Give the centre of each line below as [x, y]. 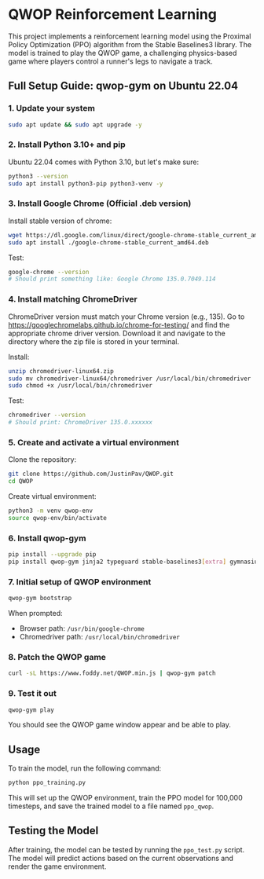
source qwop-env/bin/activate [58, 518]
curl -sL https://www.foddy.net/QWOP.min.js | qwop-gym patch [112, 673]
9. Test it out [32, 694]
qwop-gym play [31, 710]
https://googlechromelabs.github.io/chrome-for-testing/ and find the [119, 324]
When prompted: [35, 613]
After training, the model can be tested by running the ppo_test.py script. [126, 849]
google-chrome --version [49, 272]
